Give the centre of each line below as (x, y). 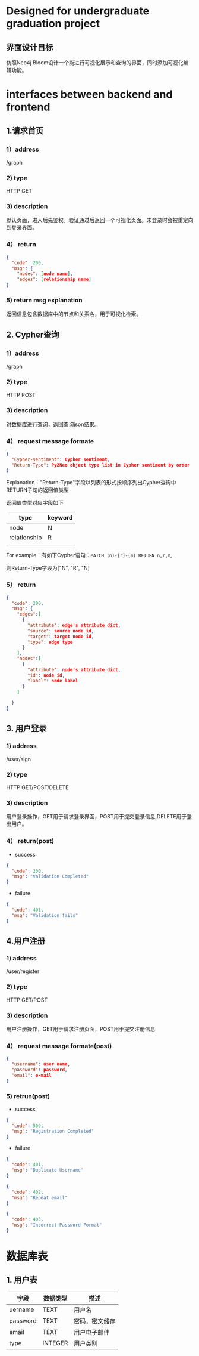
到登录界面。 (22, 227)
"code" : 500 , (28, 1126)
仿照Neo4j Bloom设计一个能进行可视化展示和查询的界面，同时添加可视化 (95, 63)
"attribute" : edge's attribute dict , (74, 626)
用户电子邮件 (91, 1332)
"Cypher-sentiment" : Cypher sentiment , (61, 459)
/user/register (23, 971)
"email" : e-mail (31, 1075)
